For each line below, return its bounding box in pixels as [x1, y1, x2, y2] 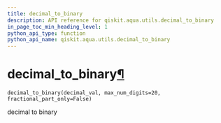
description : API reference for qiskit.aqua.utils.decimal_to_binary [7, 17, 215, 24]
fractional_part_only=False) [7, 96, 92, 103]
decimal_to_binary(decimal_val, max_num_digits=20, [7, 89, 161, 96]
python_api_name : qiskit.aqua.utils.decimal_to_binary [7, 36, 171, 43]
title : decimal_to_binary [7, 10, 83, 17]
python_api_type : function [7, 29, 86, 37]
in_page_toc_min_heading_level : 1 [7, 23, 108, 30]
